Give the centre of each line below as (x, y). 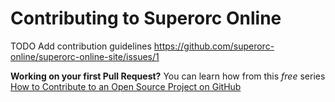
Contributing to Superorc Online (146, 18)
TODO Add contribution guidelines (81, 46)
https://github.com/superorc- (214, 46)
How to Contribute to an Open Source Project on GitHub (126, 86)
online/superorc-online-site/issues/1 (85, 56)
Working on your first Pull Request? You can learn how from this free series (168, 76)
